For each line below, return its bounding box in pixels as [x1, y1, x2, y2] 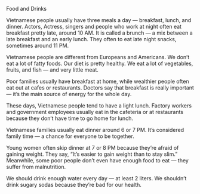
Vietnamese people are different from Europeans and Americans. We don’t [6, 54, 190, 60]
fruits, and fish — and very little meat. [6, 66, 99, 73]
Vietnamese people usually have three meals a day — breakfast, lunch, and [6, 17, 192, 23]
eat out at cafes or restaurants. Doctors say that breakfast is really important [6, 84, 194, 91]
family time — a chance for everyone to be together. [6, 133, 134, 140]
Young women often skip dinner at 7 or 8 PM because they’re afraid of [6, 144, 179, 151]
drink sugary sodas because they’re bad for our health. [6, 181, 142, 188]
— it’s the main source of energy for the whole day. [6, 91, 132, 97]
